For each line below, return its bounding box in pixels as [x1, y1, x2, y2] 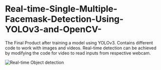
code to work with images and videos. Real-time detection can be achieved [5, 45, 157, 51]
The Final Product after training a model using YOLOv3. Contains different [5, 40, 153, 45]
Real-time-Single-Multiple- [5, 3, 118, 14]
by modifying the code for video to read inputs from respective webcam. [5, 50, 151, 56]
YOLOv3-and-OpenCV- [5, 24, 102, 35]
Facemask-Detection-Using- [5, 14, 124, 25]
